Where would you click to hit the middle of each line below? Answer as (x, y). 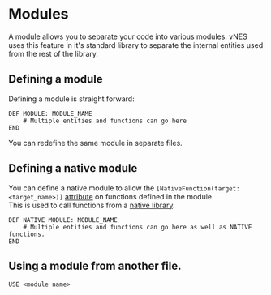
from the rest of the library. (54, 53)
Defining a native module (73, 168)
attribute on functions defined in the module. (139, 196)
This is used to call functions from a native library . (92, 205)
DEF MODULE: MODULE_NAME (50, 113)
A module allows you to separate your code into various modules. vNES (128, 36)
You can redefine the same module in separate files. (95, 143)
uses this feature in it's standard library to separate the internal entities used (136, 45)
